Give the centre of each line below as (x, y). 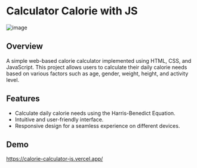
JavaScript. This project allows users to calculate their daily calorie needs (97, 67)
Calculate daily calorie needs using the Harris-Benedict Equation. (95, 113)
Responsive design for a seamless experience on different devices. (97, 126)
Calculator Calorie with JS (72, 11)
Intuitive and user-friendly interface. (59, 119)
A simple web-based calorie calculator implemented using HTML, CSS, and (99, 60)
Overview (25, 46)
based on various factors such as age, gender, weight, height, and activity (97, 74)
